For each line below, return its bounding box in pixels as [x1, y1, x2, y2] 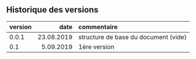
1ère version [78, 42, 115, 51]
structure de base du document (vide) [78, 33, 187, 41]
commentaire [78, 22, 118, 31]
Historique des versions [6, 5, 99, 15]
